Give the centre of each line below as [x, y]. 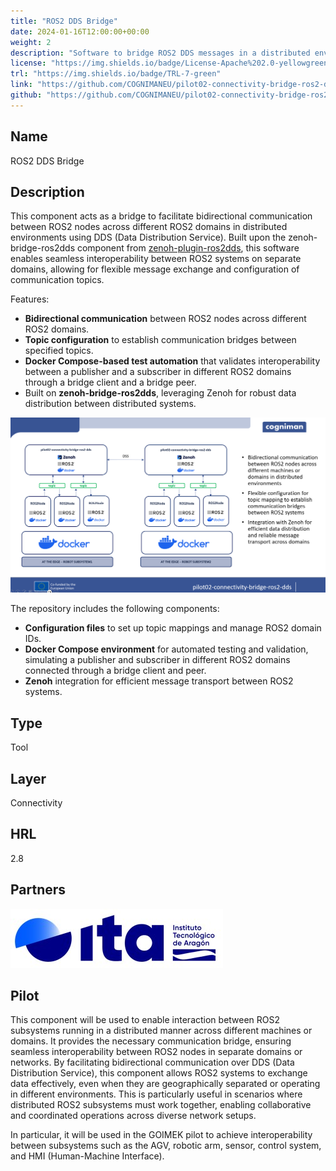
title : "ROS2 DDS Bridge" [64, 21]
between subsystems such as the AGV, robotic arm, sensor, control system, [166, 1146]
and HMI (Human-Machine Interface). [87, 1156]
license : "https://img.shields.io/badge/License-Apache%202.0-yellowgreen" [171, 63]
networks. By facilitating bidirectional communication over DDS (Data [152, 1062]
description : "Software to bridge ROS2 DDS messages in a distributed [160, 53]
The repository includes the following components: [115, 609]
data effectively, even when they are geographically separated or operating [165, 1084]
